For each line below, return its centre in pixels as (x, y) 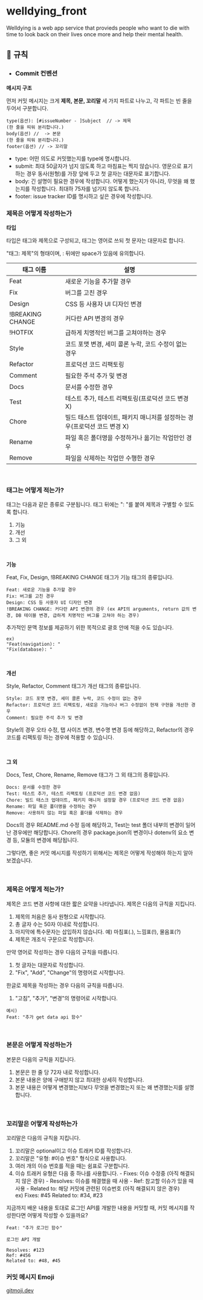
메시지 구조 (19, 88)
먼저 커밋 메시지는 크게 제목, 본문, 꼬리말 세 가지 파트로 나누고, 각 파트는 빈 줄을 (99, 100)
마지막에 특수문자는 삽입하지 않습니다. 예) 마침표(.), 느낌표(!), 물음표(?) (98, 932)
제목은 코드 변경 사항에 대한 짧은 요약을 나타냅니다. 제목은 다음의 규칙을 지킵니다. (101, 904)
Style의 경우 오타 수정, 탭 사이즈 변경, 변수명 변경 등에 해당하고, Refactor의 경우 (100, 730)
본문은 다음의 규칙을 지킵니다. (41, 1059)
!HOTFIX (21, 332)
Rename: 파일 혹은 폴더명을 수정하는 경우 (52, 807)
